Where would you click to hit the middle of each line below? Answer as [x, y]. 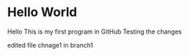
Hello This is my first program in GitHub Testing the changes [94, 31]
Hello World [42, 12]
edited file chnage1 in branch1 [50, 45]
